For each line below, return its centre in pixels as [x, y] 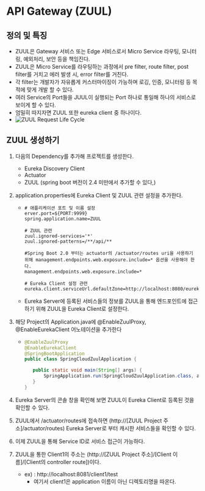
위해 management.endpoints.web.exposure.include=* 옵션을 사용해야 [106, 260]
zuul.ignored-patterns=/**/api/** [68, 241]
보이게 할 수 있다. [35, 105]
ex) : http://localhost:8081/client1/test [71, 474]
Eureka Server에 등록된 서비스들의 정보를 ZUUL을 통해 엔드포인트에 [106, 301]
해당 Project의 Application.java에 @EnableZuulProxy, [81, 322]
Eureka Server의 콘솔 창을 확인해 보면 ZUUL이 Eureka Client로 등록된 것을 [105, 400]
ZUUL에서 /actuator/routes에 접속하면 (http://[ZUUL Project [88, 421]
